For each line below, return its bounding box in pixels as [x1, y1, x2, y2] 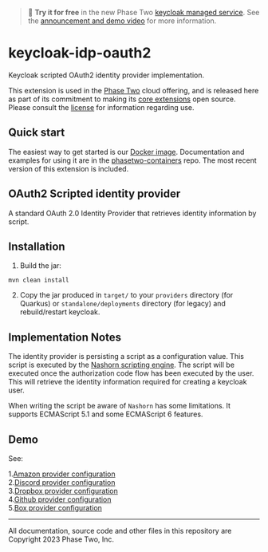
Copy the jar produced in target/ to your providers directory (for [19, 290, 234, 300]
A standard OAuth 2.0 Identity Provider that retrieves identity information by [8, 208, 257, 218]
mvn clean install [8, 276, 69, 285]
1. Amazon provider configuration [8, 469, 116, 479]
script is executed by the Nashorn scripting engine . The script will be [8, 360, 235, 370]
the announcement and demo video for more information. [27, 16, 217, 26]
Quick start [8, 126, 65, 140]
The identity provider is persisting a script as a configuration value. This [8, 352, 245, 361]
